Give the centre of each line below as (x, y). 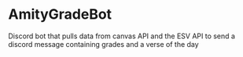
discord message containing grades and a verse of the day (103, 44)
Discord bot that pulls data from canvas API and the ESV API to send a (122, 36)
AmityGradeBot (60, 14)
